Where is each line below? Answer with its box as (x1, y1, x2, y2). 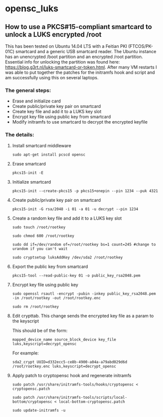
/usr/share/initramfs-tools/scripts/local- (36, 395, 128, 400)
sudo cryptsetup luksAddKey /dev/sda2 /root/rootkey (12, 255, 123, 260)
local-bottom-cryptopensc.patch (59, 399, 125, 404)
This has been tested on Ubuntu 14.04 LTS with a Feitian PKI (5, 43, 127, 49)
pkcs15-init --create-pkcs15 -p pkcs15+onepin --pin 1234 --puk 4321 (12, 188, 159, 193)
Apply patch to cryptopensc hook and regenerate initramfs (12, 372, 131, 378)
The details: (5, 131, 34, 138)
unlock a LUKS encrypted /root (5, 30, 102, 38)
